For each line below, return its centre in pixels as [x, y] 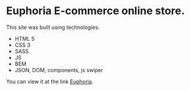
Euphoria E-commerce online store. [96, 11]
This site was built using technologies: [53, 27]
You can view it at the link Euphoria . [50, 82]
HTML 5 [25, 38]
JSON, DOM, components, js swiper [59, 70]
